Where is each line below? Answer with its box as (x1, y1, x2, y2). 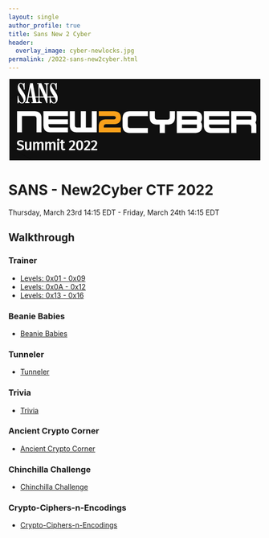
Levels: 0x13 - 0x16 (19, 290, 84, 300)
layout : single (8, 13, 59, 21)
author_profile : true (8, 21, 81, 30)
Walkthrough (8, 231, 75, 244)
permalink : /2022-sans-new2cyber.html (8, 55, 138, 64)
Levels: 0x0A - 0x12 (19, 281, 87, 291)
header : (8, 39, 35, 47)
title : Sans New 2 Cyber (8, 30, 92, 38)
